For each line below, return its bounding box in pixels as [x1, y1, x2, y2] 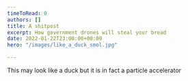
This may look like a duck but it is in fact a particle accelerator [7, 66, 182, 74]
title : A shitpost [7, 22, 59, 29]
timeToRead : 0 [7, 10, 48, 17]
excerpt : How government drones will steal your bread [7, 29, 167, 36]
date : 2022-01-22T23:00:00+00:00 [7, 35, 103, 42]
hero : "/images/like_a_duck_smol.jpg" [7, 42, 118, 48]
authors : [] [7, 16, 41, 23]
